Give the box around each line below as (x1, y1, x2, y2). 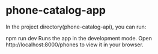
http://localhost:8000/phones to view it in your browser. (5, 41, 144, 48)
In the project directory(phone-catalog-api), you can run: (5, 23, 147, 30)
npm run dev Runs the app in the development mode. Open (5, 34, 153, 42)
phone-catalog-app (5, 4, 106, 17)
